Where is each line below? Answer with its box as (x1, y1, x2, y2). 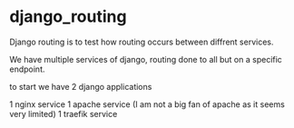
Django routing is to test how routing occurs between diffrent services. (9, 36, 274, 47)
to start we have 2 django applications (9, 81, 152, 92)
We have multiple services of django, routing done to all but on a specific (9, 54, 283, 64)
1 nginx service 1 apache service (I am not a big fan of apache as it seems (9, 98, 286, 110)
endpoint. (9, 64, 45, 74)
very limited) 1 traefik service (9, 108, 118, 119)
